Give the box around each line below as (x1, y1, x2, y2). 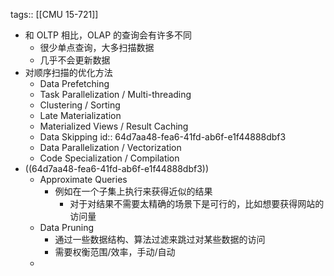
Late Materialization (39, 110, 122, 121)
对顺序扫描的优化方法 (24, 67, 113, 78)
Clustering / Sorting (39, 99, 121, 111)
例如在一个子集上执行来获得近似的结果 (54, 185, 213, 197)
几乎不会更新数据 (39, 54, 111, 66)
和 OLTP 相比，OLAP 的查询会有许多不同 (24, 29, 193, 41)
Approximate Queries (39, 174, 128, 185)
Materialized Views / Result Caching (39, 120, 189, 132)
